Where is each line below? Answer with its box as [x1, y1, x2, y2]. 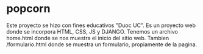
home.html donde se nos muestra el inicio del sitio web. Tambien [6, 34, 169, 41]
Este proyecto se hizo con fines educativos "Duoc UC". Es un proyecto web [6, 22, 196, 29]
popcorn [6, 2, 51, 16]
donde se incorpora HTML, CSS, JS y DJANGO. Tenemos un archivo [6, 28, 178, 35]
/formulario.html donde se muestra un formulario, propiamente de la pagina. [6, 41, 198, 48]
